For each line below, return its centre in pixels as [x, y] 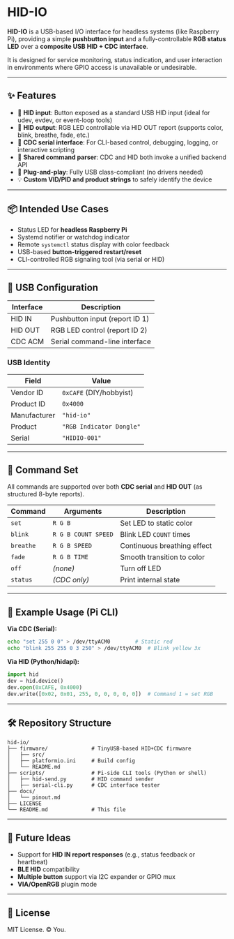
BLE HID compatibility [48, 869]
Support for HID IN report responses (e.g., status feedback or [106, 855]
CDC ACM [27, 341]
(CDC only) [71, 580]
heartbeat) [32, 862]
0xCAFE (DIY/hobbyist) [97, 392]
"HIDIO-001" [81, 438]
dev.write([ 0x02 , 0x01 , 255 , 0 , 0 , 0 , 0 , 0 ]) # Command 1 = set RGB [110, 694]
